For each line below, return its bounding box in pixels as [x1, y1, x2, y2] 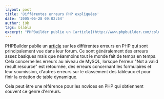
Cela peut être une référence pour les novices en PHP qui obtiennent [5, 83, 144, 89]
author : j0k [5, 20, 29, 26]
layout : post [5, 7, 32, 12]
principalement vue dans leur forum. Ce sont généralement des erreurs [5, 48, 148, 54]
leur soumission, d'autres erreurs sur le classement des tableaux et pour [5, 69, 151, 74]
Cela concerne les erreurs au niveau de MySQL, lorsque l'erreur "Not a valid [5, 59, 159, 64]
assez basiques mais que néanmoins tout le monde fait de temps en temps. [5, 53, 157, 59]
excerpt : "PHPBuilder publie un [5, 30, 71, 34]
